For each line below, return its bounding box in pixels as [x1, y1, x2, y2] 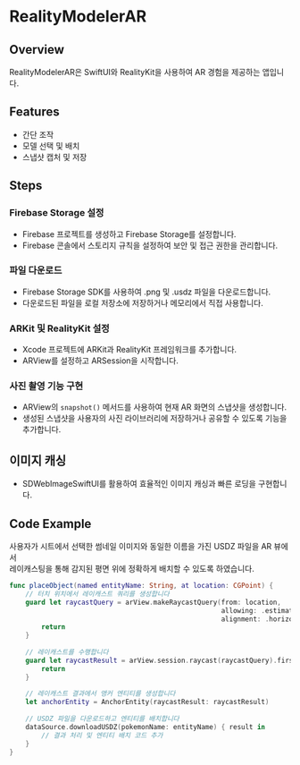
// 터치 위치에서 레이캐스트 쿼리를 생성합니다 [25, 589, 170, 599]
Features [9, 105, 60, 120]
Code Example [9, 516, 92, 531]
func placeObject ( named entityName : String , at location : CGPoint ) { [9, 582, 274, 591]
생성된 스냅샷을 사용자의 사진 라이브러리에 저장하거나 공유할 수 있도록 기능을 [21, 413, 287, 424]
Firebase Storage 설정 [9, 207, 104, 219]
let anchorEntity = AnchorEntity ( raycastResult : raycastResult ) [25, 698, 270, 707]
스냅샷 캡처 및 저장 [21, 151, 87, 162]
